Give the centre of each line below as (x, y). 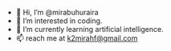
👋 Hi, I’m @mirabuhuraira (57, 12)
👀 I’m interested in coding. (59, 21)
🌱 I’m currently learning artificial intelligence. (90, 29)
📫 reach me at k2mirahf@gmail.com (77, 38)
